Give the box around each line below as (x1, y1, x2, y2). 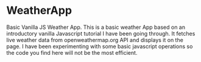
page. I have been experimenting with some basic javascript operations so (6, 43, 193, 50)
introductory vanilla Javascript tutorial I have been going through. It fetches (6, 29, 196, 37)
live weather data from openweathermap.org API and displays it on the (6, 36, 184, 43)
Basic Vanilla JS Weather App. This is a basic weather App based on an (6, 23, 186, 31)
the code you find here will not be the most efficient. (6, 49, 138, 56)
